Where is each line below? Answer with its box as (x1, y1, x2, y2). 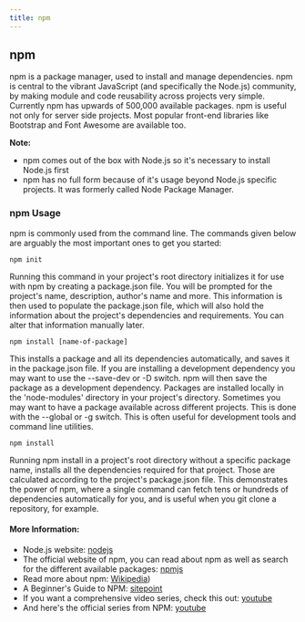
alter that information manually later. (9, 319, 146, 330)
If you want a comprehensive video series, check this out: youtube (22, 592, 273, 603)
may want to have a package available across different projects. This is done (9, 401, 297, 412)
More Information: (9, 524, 80, 534)
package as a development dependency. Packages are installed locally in (9, 382, 284, 393)
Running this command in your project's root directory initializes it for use (9, 271, 285, 282)
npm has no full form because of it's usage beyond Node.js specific (22, 174, 278, 185)
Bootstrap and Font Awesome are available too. (9, 119, 187, 130)
